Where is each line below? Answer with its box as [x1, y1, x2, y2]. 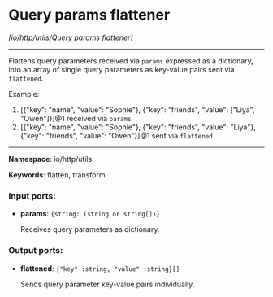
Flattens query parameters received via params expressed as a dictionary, [8, 55, 253, 66]
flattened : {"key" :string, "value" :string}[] [19, 263, 180, 273]
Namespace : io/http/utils [8, 154, 93, 164]
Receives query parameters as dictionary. [19, 225, 160, 234]
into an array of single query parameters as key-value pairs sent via [8, 64, 235, 74]
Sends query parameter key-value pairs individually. [19, 279, 195, 289]
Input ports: [8, 190, 56, 201]
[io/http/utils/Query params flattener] [8, 33, 133, 42]
